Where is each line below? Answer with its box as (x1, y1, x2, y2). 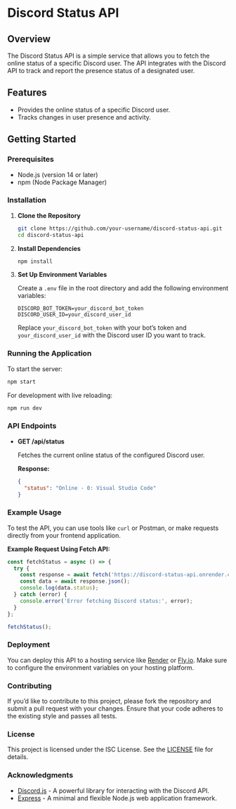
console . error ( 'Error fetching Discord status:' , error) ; (20, 597, 193, 604)
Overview (7, 33, 51, 45)
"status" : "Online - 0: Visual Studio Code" (24, 484, 157, 491)
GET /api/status (17, 437, 65, 446)
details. (7, 753, 29, 761)
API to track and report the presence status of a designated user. (7, 67, 195, 75)
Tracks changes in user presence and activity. (17, 112, 151, 121)
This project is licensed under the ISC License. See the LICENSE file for (7, 745, 214, 753)
